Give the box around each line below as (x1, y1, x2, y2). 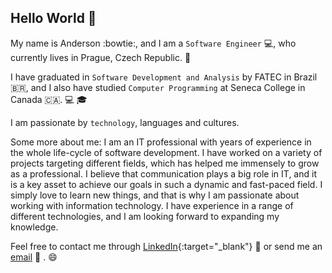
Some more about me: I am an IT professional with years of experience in (10, 136, 312, 148)
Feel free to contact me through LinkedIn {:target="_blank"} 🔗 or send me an (10, 240, 323, 252)
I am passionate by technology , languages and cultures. (10, 116, 240, 128)
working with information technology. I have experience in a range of (10, 199, 294, 211)
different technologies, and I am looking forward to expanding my (10, 210, 280, 222)
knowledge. (10, 221, 59, 233)
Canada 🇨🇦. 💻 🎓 (10, 93, 88, 105)
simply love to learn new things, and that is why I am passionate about (10, 189, 300, 201)
